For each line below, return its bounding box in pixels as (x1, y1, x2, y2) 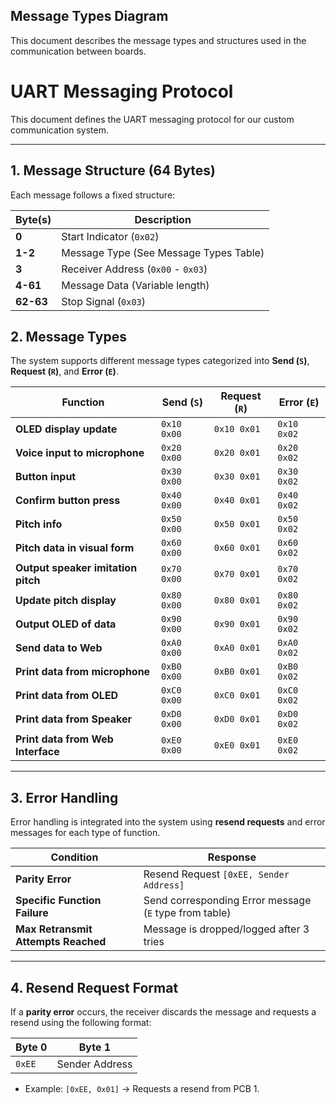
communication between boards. (10, 45, 147, 57)
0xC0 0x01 (213, 690, 261, 701)
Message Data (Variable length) (61, 278, 210, 292)
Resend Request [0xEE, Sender (143, 867, 290, 881)
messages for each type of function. (10, 827, 161, 839)
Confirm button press (15, 494, 121, 508)
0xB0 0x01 (213, 666, 261, 678)
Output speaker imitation (15, 561, 138, 575)
